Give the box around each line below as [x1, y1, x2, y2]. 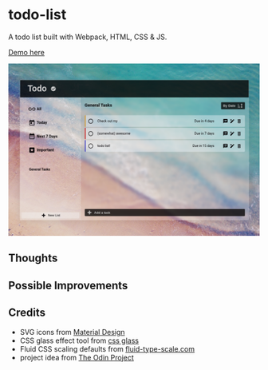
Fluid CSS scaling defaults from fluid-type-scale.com [19, 344, 195, 353]
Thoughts [8, 252, 58, 265]
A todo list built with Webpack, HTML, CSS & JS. [8, 32, 167, 42]
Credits [8, 306, 46, 320]
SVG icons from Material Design [19, 327, 125, 336]
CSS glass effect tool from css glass [19, 336, 140, 345]
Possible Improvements [8, 278, 128, 292]
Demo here [8, 47, 45, 57]
